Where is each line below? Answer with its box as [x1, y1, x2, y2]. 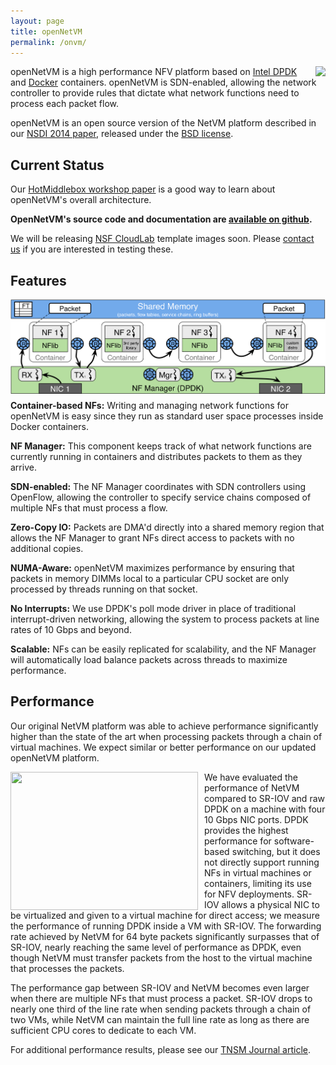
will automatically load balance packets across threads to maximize [10, 653, 288, 665]
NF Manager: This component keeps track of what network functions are [10, 440, 312, 452]
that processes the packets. [10, 962, 125, 974]
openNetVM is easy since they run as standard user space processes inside [10, 410, 324, 422]
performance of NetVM [204, 781, 300, 794]
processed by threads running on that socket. [10, 583, 198, 595]
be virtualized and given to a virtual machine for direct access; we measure [10, 909, 320, 921]
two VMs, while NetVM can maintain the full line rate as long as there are [10, 1013, 310, 1025]
